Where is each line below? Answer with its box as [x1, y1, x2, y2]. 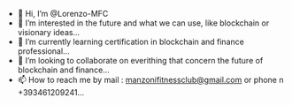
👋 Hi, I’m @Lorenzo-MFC [17, 9, 109, 19]
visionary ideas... [17, 27, 81, 37]
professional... [17, 46, 70, 56]
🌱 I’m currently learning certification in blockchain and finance [17, 36, 245, 47]
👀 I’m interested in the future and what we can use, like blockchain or [17, 18, 270, 28]
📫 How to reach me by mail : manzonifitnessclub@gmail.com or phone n [17, 75, 284, 85]
